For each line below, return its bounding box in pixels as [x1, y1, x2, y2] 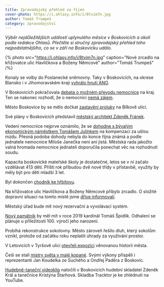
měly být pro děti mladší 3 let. [5, 170, 65, 176]
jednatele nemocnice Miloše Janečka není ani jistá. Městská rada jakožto [5, 139, 152, 145]
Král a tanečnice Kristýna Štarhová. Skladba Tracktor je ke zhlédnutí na [5, 272, 149, 278]
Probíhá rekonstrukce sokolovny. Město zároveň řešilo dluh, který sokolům [5, 228, 156, 234]
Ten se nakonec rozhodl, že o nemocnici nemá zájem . [5, 95, 114, 101]
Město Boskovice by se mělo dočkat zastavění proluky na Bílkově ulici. [5, 104, 148, 110]
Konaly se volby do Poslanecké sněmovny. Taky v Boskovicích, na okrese [5, 74, 154, 80]
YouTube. [5, 277, 25, 284]
